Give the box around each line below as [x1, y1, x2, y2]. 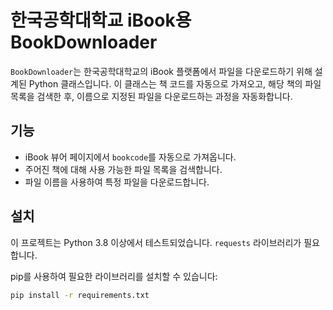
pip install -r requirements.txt [10, 290, 150, 300]
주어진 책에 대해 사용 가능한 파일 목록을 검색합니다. [24, 163, 223, 175]
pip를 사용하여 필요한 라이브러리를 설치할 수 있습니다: [10, 270, 218, 282]
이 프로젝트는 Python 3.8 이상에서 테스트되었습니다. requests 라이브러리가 [10, 236, 302, 248]
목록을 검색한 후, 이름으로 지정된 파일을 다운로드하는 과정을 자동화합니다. [10, 90, 293, 102]
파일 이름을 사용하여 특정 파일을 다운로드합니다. [24, 176, 210, 188]
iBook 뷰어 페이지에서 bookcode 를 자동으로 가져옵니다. [24, 151, 237, 163]
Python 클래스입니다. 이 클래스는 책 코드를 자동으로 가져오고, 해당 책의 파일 [28, 77, 322, 90]
